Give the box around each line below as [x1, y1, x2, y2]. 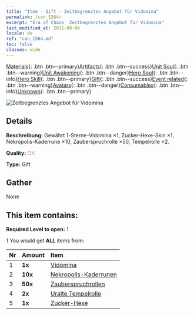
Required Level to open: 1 [6, 226, 69, 233]
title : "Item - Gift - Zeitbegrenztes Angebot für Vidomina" [6, 8, 159, 15]
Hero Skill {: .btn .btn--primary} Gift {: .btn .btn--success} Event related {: [17, 75, 188, 82]
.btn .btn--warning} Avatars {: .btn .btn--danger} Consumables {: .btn [6, 82, 169, 89]
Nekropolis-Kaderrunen [50, 270, 118, 279]
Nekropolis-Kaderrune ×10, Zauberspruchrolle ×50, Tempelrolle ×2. [6, 138, 169, 145]
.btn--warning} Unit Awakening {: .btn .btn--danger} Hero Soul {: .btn [6, 69, 168, 76]
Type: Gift [6, 161, 31, 168]
